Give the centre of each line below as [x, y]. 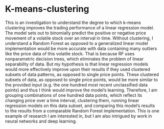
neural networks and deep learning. [41, 121]
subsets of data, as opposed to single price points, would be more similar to [82, 80]
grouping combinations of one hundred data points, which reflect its [74, 95]
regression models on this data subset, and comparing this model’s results [80, 106]
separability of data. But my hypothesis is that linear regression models [77, 64]
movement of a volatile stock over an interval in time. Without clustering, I [79, 38]
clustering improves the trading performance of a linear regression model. [80, 27]
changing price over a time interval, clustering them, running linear [72, 100]
